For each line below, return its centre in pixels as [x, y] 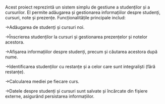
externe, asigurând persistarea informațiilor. [50, 96]
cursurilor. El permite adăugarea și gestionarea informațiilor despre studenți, [83, 12]
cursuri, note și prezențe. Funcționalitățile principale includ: [65, 18]
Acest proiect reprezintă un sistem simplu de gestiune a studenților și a [78, 7]
